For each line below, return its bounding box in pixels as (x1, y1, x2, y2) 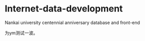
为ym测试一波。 (5, 29, 38, 35)
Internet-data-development (5, 3, 123, 14)
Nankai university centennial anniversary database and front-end (5, 19, 140, 25)
